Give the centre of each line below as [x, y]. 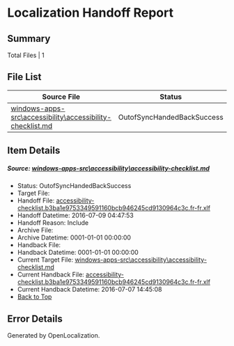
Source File [61, 97]
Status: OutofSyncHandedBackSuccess [74, 186]
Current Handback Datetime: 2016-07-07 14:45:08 [89, 290]
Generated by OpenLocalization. [54, 335]
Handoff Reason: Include [53, 223]
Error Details [35, 319]
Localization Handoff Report [91, 13]
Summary [29, 39]
